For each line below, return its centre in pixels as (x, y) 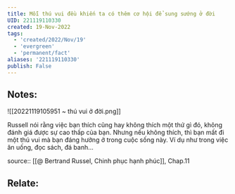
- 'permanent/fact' (42, 53)
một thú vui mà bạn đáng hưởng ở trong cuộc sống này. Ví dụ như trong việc (118, 140)
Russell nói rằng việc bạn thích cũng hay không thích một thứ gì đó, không (115, 125)
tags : (15, 33)
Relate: (23, 183)
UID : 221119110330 (34, 20)
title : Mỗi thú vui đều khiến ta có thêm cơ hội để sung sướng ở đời (112, 14)
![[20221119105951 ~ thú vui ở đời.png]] (64, 111)
